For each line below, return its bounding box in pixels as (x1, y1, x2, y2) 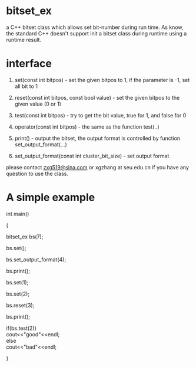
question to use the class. (6, 170, 69, 177)
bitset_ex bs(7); (6, 233, 44, 240)
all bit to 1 (14, 83, 38, 90)
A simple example (6, 191, 95, 204)
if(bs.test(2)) (6, 325, 37, 332)
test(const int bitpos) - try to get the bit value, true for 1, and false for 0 (14, 112, 187, 119)
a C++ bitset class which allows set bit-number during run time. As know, (6, 24, 184, 31)
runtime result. (6, 36, 42, 43)
